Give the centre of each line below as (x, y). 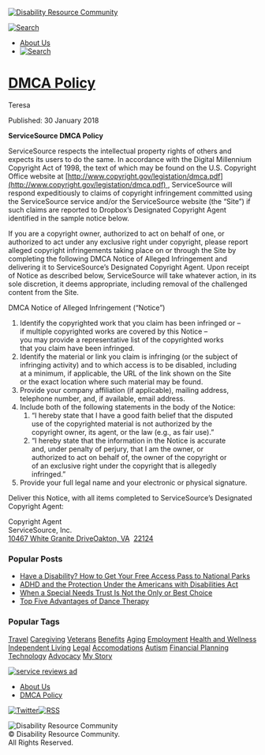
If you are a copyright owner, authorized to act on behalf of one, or (116, 233)
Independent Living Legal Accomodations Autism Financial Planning (118, 647)
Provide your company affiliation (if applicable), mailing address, (124, 390)
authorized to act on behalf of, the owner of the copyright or (129, 457)
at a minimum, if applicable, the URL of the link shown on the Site (125, 373)
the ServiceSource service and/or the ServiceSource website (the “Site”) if (129, 201)
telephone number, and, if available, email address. (102, 398)
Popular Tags (34, 622)
